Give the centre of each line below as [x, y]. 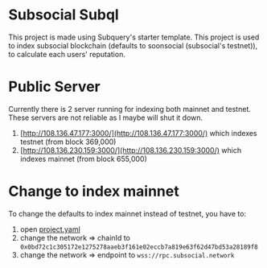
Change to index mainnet [94, 192]
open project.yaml [50, 229]
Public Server [54, 87]
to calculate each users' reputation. [67, 54]
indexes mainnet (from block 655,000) [83, 159]
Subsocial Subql [64, 15]
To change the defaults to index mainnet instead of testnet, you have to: [127, 213]
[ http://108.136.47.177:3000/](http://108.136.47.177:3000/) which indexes [138, 133]
